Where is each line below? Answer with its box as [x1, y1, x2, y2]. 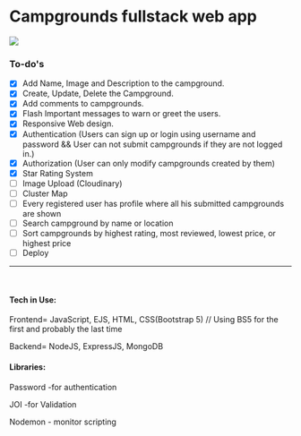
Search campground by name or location [21, 218, 174, 228]
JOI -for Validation [9, 398, 77, 409]
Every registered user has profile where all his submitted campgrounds [21, 198, 285, 209]
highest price [21, 238, 72, 249]
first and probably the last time [9, 324, 123, 335]
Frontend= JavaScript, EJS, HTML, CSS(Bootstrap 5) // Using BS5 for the [9, 314, 279, 325]
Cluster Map [21, 188, 68, 199]
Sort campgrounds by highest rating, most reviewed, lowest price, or [21, 227, 276, 238]
